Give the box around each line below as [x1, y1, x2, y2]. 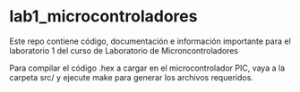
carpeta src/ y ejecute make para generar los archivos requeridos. [9, 71, 253, 82]
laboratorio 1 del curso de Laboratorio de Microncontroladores [9, 45, 239, 55]
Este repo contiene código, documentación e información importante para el [9, 36, 291, 46]
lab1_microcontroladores [9, 6, 198, 27]
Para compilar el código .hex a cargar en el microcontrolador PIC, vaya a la [9, 63, 285, 73]
